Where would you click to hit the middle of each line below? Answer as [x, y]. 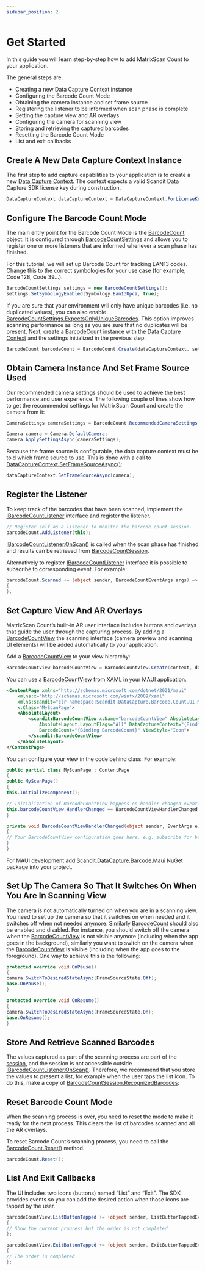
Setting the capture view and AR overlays [67, 115]
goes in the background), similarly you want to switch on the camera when [100, 943]
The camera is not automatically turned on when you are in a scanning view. [102, 910]
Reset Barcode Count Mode [59, 1102]
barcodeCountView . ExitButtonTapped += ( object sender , [77, 1245]
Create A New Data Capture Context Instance [94, 160]
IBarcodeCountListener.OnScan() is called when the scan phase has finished [103, 544]
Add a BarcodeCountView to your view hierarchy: [68, 656]
